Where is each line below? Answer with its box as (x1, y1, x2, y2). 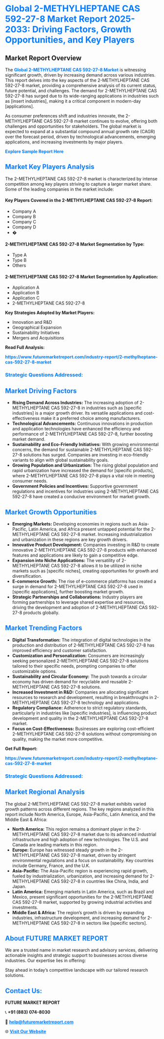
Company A (12, 208, 36, 214)
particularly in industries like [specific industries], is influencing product (12, 710, 157, 716)
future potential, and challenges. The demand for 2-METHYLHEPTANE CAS (5, 88, 157, 93)
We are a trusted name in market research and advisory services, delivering (5, 947, 158, 953)
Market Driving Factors (5, 387, 77, 395)
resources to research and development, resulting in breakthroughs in (12, 694, 153, 700)
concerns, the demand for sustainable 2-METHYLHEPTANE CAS (12, 447, 142, 452)
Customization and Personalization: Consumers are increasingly (12, 652, 144, 658)
